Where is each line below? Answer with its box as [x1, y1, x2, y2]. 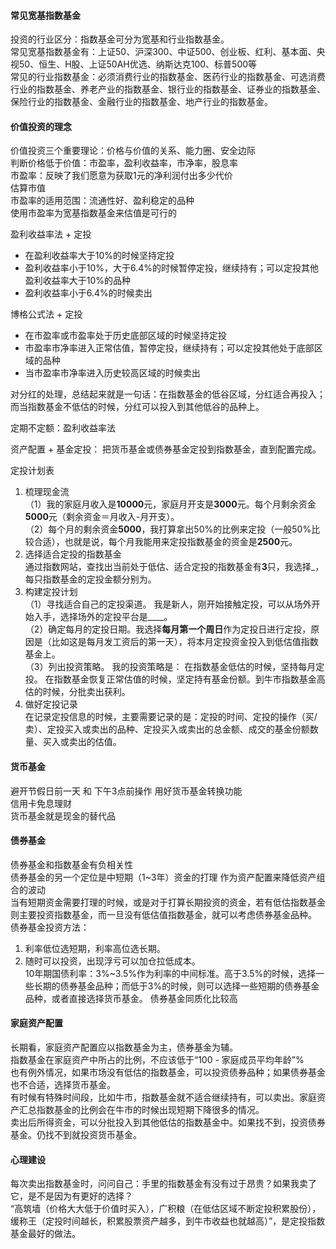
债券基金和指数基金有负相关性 [10, 858, 133, 870]
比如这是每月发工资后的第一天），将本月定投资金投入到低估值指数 [51, 636, 319, 648]
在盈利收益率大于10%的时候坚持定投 [24, 250, 175, 262]
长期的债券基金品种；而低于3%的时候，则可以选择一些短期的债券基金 [33, 980, 320, 992]
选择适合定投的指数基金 [24, 548, 122, 560]
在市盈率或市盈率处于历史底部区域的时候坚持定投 [24, 330, 227, 342]
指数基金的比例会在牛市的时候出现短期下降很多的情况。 [36, 1104, 265, 1116]
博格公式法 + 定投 [10, 308, 83, 320]
